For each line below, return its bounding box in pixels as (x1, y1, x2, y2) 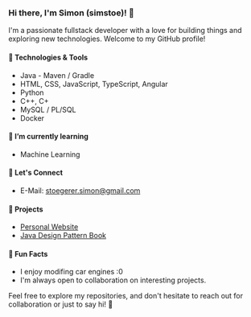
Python (19, 88, 44, 97)
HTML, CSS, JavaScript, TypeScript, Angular (19, 79, 169, 89)
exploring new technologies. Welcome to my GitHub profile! (8, 34, 206, 43)
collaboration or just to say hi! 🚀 (8, 299, 113, 309)
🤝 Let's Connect (8, 168, 63, 178)
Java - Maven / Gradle (19, 70, 95, 80)
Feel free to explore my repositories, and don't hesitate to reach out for (8, 291, 244, 301)
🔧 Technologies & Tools (8, 52, 88, 62)
